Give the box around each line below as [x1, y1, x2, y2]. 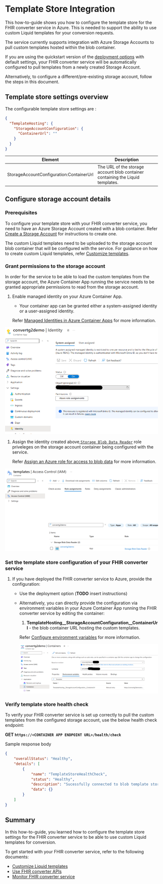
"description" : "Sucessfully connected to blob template [31, 782, 149, 787]
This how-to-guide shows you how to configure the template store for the [5, 19, 152, 25]
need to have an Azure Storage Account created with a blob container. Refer [5, 225, 158, 232]
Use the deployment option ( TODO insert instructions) [19, 591, 128, 596]
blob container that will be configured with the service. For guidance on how [5, 245, 158, 251]
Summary [5, 816, 35, 824]
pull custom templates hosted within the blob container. [5, 44, 116, 50]
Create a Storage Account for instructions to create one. [5, 231, 117, 236]
